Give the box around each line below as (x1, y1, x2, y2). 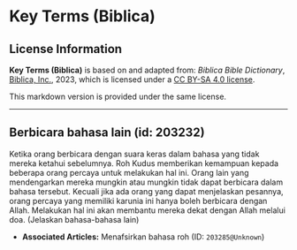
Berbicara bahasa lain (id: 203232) (9, 125, 205, 140)
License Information (9, 42, 122, 57)
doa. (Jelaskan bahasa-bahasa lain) (9, 214, 140, 224)
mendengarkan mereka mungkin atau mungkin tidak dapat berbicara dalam (9, 177, 284, 187)
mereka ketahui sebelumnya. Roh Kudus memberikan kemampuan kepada (9, 157, 279, 169)
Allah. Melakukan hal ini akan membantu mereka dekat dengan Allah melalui (9, 205, 286, 216)
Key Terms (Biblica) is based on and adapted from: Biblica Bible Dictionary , (9, 64, 286, 75)
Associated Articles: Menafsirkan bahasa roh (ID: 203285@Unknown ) (21, 231, 265, 242)
